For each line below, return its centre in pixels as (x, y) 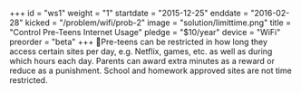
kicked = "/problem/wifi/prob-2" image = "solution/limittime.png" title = (158, 23)
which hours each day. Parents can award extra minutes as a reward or (142, 61)
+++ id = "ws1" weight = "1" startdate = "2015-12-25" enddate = (129, 13)
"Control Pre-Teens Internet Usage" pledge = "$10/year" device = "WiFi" (145, 32)
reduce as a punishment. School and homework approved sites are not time (150, 70)
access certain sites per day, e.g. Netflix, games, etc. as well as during (141, 51)
